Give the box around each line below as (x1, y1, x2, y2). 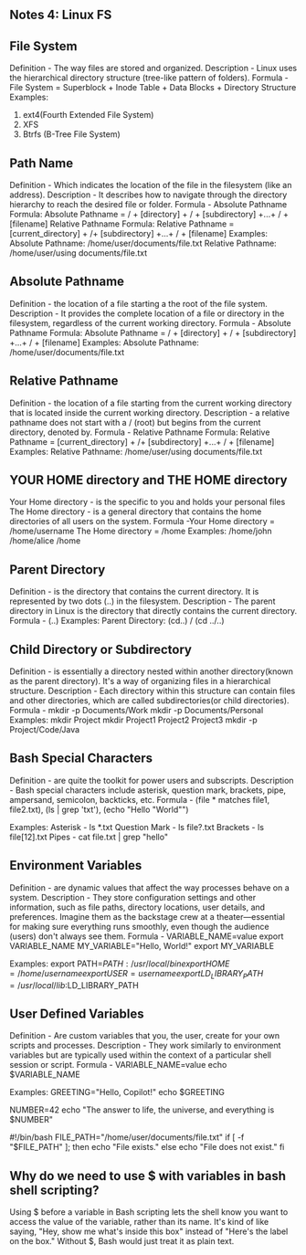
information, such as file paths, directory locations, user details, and (9, 902, 266, 912)
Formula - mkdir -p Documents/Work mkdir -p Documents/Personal (9, 705, 264, 716)
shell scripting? (9, 1182, 100, 1197)
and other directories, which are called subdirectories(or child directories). (9, 695, 290, 706)
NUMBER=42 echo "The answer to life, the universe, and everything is (9, 1104, 275, 1115)
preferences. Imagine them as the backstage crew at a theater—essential (9, 911, 286, 922)
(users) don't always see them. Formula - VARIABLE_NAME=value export (9, 931, 284, 942)
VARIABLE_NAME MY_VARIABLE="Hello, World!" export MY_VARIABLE (9, 940, 275, 951)
